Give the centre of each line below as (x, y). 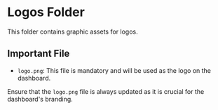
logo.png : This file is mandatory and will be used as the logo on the (114, 70)
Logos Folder (46, 12)
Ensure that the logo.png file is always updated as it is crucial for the (106, 91)
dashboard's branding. (40, 99)
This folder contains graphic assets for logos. (73, 32)
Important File (39, 54)
